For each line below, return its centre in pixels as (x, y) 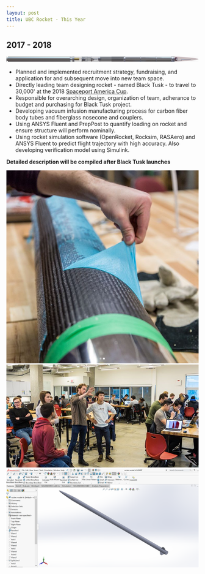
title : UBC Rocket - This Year (46, 19)
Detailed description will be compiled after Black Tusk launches (88, 162)
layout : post (23, 13)
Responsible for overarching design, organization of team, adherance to (106, 97)
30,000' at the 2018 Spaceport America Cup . (71, 91)
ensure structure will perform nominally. (65, 130)
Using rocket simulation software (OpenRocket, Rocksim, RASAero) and (105, 137)
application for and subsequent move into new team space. (90, 78)
